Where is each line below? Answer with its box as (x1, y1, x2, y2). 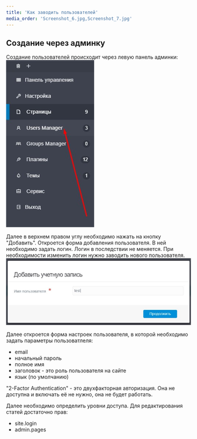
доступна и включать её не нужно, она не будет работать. (6, 391, 153, 398)
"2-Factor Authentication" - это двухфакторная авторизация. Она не (6, 384, 175, 392)
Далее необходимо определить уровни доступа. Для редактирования (6, 402, 183, 410)
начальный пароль (14, 355, 62, 362)
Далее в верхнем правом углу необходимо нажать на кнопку (6, 233, 161, 240)
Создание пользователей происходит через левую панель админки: (6, 53, 178, 61)
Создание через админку (6, 38, 106, 48)
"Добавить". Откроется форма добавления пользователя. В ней (6, 239, 167, 246)
